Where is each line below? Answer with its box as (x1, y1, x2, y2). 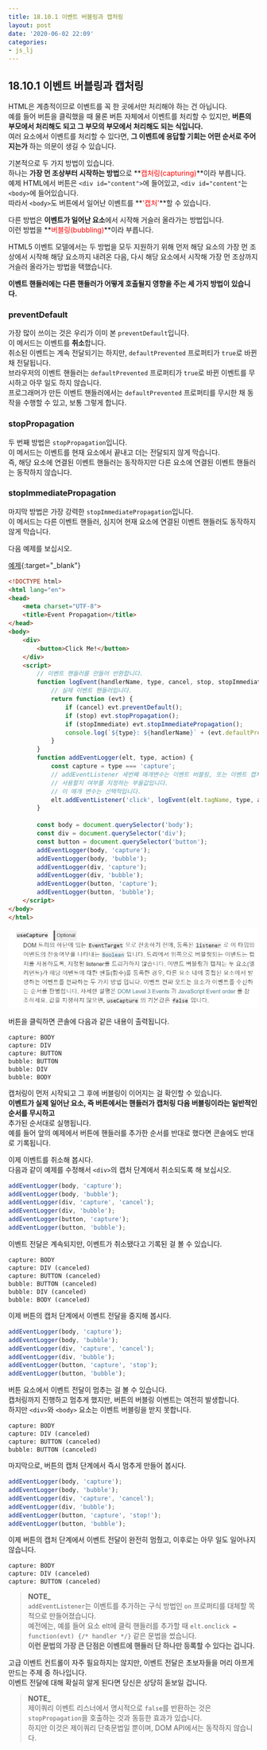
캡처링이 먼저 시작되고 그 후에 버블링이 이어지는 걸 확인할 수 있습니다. (8, 1088, 222, 1098)
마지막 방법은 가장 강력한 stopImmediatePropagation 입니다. (8, 507, 193, 516)
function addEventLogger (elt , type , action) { (37, 754, 194, 762)
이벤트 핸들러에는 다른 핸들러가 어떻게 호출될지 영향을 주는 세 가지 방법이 (8, 279, 230, 288)
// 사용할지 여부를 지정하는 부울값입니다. (50, 779, 168, 787)
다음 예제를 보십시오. (8, 543, 72, 553)
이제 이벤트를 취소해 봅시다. (8, 1155, 94, 1165)
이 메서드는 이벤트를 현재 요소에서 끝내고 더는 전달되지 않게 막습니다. (8, 447, 220, 457)
